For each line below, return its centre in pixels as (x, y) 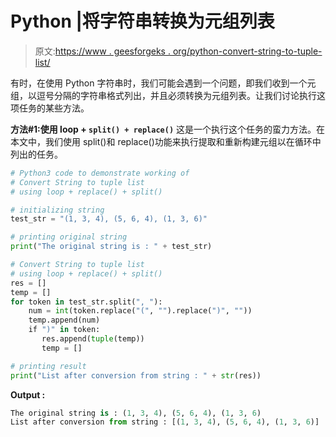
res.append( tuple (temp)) (93, 339)
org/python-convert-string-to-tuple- (247, 51)
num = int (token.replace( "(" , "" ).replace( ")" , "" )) (140, 311)
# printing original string (69, 237)
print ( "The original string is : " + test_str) (111, 247)
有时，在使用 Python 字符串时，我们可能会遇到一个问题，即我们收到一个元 (163, 83)
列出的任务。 (36, 154)
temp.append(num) (64, 320)
